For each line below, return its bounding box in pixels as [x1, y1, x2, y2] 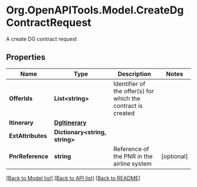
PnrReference [9, 152, 49, 160]
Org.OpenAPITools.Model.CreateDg [6, 4, 184, 17]
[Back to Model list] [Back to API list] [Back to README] [6, 174, 141, 182]
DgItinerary [54, 118, 87, 127]
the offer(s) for [113, 87, 154, 95]
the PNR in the [113, 152, 153, 160]
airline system [113, 159, 152, 168]
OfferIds [9, 94, 33, 103]
